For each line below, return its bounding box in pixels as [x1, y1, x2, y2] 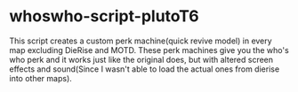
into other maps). [9, 73, 73, 83]
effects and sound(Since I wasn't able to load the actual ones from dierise [9, 64, 280, 74]
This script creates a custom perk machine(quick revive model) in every [9, 35, 273, 46]
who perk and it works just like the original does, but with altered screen [9, 54, 274, 65]
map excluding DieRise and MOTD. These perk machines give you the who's [9, 44, 289, 55]
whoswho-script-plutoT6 [9, 6, 199, 27]
